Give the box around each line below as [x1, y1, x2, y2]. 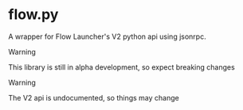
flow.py [8, 6, 59, 24]
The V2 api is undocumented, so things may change [8, 93, 179, 102]
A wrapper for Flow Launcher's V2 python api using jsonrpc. [8, 32, 206, 41]
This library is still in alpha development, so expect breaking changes [8, 62, 235, 72]
